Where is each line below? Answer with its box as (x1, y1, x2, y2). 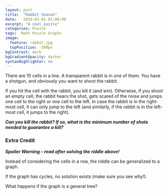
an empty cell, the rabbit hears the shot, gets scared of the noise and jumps (5, 93, 162, 99)
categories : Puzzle (5, 26, 46, 31)
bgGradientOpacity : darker (5, 54, 62, 59)
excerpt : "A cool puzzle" (5, 21, 59, 27)
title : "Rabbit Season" (5, 12, 57, 17)
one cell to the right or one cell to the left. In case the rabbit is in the (5, 99, 146, 105)
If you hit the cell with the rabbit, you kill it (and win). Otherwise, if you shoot (5, 88, 163, 94)
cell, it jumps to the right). (17, 109, 70, 115)
